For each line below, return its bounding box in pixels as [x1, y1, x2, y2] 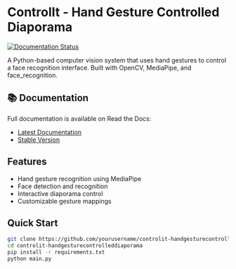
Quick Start [7, 217, 58, 229]
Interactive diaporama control [17, 189, 103, 197]
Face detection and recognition [17, 182, 108, 190]
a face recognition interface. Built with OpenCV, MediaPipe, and [7, 63, 192, 72]
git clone [7, 236, 37, 243]
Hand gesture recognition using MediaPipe [17, 174, 142, 183]
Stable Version [17, 135, 60, 144]
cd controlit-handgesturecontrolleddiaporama [7, 242, 143, 249]
